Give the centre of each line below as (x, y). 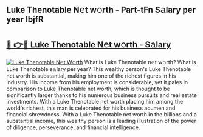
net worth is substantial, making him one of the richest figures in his (91, 76)
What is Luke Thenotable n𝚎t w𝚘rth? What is (140, 62)
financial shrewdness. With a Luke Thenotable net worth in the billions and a (102, 114)
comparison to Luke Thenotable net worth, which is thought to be (88, 89)
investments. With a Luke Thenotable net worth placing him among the (95, 102)
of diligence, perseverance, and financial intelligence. (73, 127)
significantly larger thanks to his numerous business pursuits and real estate (102, 95)
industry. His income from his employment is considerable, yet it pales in (97, 82)
